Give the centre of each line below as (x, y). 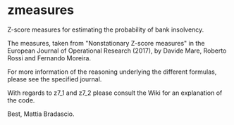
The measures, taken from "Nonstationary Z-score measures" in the (106, 43)
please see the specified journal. (55, 79)
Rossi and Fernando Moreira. (49, 58)
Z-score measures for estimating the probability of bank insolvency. (106, 29)
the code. (21, 100)
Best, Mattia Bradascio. (41, 114)
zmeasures (41, 10)
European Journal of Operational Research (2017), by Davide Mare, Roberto (117, 51)
